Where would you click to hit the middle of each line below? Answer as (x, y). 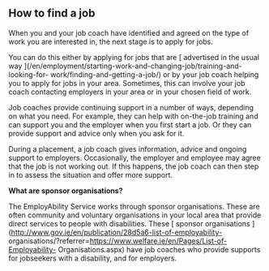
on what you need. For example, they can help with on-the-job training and (133, 116)
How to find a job (52, 13)
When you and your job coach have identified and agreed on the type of (129, 32)
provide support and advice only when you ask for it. (96, 133)
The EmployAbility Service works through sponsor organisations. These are (134, 206)
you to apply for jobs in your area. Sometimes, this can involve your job (127, 83)
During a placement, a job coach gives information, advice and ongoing (128, 148)
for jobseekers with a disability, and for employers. (93, 258)
